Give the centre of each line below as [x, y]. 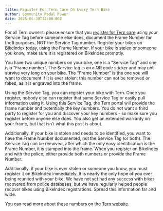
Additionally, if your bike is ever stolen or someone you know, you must [76, 169]
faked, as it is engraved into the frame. [44, 83]
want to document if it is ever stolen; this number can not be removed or [77, 78]
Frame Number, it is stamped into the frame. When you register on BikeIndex [82, 149]
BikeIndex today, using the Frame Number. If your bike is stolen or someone [81, 48]
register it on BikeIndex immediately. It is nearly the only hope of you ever [79, 174]
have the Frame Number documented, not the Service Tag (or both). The [78, 138]
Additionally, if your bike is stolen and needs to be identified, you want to [78, 133]
